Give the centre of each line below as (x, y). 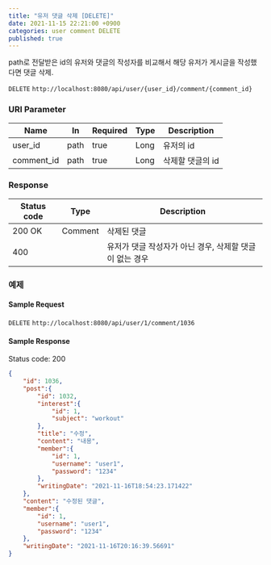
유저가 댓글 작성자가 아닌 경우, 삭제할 (173, 246)
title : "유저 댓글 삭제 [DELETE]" (61, 16)
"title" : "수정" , (65, 434)
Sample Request (36, 304)
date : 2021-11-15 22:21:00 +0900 (65, 23)
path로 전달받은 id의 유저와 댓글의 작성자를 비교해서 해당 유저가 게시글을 (122, 62)
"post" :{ (38, 388)
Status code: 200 (37, 359)
